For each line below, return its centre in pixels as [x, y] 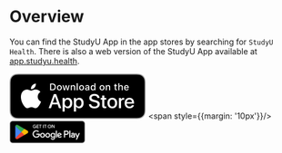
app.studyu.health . [45, 61]
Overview [47, 17]
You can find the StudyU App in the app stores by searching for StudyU [141, 42]
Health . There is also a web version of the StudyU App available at [133, 51]
